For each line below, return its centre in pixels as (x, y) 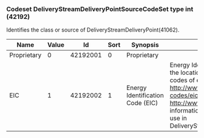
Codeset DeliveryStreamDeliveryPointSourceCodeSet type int (100, 9)
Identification (145, 95)
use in (178, 119)
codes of (182, 80)
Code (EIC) (142, 103)
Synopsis (145, 45)
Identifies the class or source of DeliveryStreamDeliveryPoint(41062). (93, 30)
